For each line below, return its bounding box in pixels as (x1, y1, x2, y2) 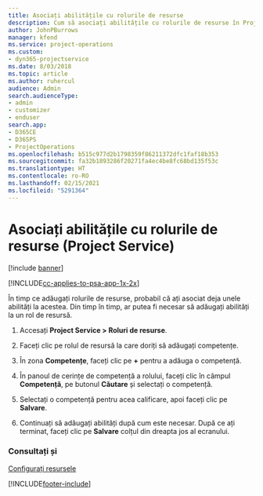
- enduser (8, 114, 41, 122)
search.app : (8, 121, 47, 129)
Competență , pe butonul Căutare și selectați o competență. (19, 379, 213, 388)
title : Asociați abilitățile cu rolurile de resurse (8, 11, 184, 20)
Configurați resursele (8, 464, 77, 473)
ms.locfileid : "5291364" (8, 186, 89, 195)
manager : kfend (8, 33, 58, 42)
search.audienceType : (8, 92, 79, 100)
